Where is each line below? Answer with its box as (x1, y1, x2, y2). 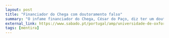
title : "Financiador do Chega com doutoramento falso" (5, 12, 123, 17)
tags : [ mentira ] (5, 26, 39, 31)
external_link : (5, 21, 37, 26)
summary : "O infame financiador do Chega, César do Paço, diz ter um (5, 16, 154, 21)
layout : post (5, 7, 33, 12)
